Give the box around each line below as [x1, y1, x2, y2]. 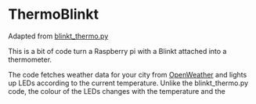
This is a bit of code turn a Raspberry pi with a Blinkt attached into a [8, 46, 227, 56]
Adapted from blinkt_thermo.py [8, 31, 109, 41]
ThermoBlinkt [8, 5, 99, 23]
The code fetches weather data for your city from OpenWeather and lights [8, 70, 247, 79]
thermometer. [8, 55, 52, 64]
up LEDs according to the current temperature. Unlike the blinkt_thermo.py [8, 78, 249, 88]
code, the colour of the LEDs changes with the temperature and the [8, 86, 225, 95]
